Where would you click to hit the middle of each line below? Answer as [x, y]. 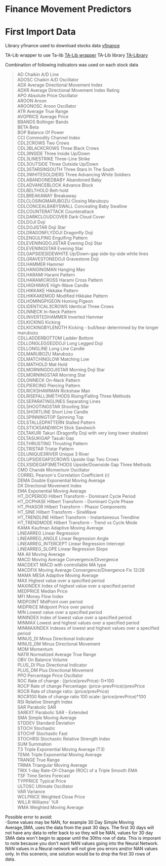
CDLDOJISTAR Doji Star [41, 227]
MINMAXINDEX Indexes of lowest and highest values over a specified [88, 628]
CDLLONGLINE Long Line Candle [51, 349]
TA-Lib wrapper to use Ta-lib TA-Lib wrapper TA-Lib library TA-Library [77, 55]
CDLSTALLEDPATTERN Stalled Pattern [56, 422]
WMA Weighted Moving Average [50, 807]
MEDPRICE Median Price [42, 591]
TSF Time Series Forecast [43, 776]
